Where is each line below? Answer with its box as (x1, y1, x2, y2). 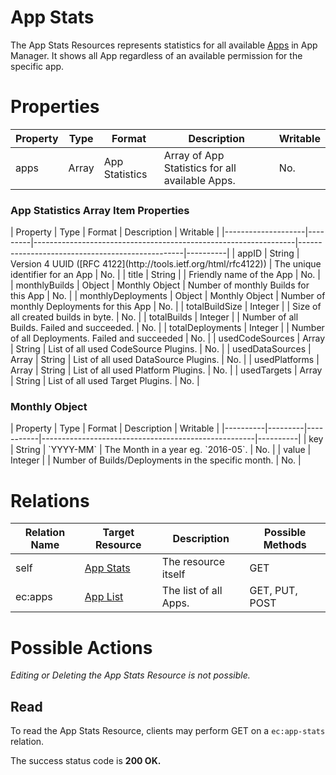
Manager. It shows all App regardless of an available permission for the (10, 49, 303, 61)
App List (84, 590, 124, 604)
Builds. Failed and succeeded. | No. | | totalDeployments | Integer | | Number (10, 322, 325, 334)
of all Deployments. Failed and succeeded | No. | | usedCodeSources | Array (10, 332, 326, 345)
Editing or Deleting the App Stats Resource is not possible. (10, 669, 251, 681)
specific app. (10, 60, 65, 72)
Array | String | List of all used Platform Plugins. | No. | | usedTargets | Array (10, 364, 323, 376)
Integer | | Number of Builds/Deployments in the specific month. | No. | (10, 454, 302, 466)
